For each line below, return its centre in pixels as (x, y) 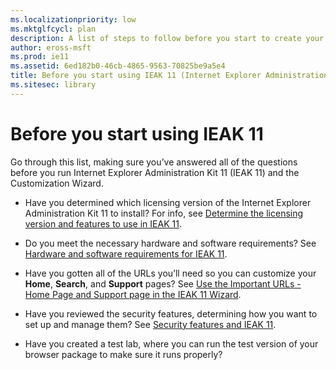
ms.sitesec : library (53, 85)
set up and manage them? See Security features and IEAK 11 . (150, 324)
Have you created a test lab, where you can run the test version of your (171, 343)
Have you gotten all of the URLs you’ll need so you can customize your (170, 273)
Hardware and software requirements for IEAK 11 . (126, 253)
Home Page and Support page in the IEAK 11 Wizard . (133, 294)
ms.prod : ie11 (40, 57)
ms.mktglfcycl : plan (53, 29)
